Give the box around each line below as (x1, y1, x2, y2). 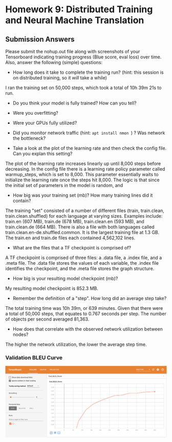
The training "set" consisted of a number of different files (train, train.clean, (5, 207, 165, 214)
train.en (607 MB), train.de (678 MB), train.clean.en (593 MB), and (5, 219, 144, 224)
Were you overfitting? (12, 110, 58, 116)
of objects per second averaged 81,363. (5, 316, 90, 322)
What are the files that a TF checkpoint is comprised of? (12, 245, 132, 250)
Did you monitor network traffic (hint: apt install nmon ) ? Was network (12, 130, 165, 136)
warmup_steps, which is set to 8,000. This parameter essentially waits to (5, 172, 159, 177)
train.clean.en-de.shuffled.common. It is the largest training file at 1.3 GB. (5, 229, 160, 235)
